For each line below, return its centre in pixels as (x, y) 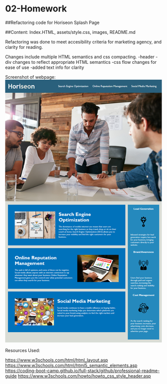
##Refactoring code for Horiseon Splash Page (52, 22)
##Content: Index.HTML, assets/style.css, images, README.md (70, 32)
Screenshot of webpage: (30, 77)
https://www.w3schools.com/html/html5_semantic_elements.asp (71, 366)
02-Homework (36, 9)
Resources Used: (23, 351)
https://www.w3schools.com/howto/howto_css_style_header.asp (84, 376)
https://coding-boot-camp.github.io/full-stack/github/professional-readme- (83, 371)
